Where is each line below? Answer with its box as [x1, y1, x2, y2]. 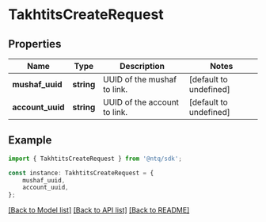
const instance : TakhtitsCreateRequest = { [8, 169, 154, 177]
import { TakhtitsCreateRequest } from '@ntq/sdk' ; [8, 155, 182, 163]
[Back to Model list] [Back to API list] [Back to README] [8, 205, 190, 215]
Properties [8, 37, 62, 51]
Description [120, 61, 165, 71]
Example [8, 133, 52, 147]
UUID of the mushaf [102, 74, 177, 85]
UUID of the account [102, 97, 180, 108]
